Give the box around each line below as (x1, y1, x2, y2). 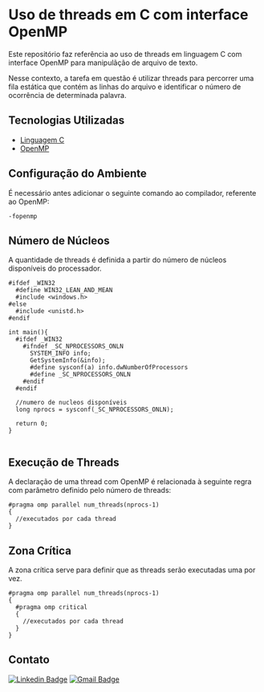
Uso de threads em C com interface (8, 6, 249, 24)
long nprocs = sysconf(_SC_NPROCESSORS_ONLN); (15, 405, 174, 414)
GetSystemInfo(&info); (29, 356, 106, 364)
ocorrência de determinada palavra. (8, 90, 127, 100)
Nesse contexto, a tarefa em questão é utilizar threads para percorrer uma (8, 73, 254, 83)
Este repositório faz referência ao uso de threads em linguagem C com (8, 49, 242, 59)
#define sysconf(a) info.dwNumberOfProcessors (29, 364, 189, 372)
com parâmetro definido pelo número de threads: (8, 486, 172, 495)
